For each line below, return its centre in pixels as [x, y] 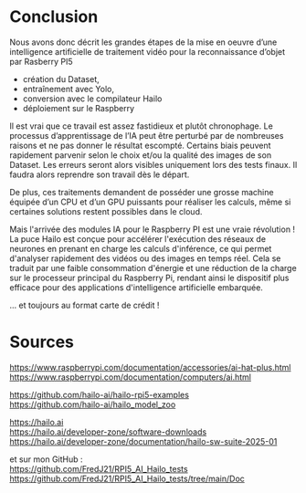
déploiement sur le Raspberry [79, 108]
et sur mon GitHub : [47, 459]
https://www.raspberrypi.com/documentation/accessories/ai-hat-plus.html [150, 367]
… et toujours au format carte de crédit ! [84, 305]
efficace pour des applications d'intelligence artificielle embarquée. [136, 287]
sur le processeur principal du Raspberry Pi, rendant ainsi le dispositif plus [149, 278]
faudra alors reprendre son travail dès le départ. [100, 174]
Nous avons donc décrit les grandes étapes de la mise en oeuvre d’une [143, 42]
